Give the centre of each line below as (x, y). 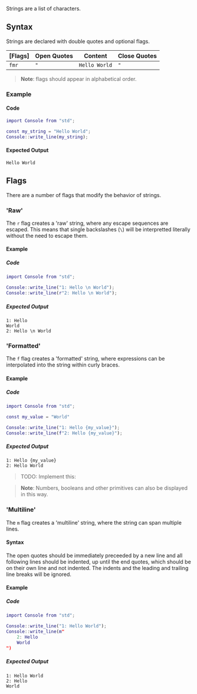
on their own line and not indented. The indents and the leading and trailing (97, 568)
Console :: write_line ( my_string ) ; (47, 137)
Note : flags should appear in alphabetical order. (78, 78)
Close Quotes (137, 55)
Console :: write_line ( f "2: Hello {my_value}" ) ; (64, 433)
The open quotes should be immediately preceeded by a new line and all (94, 555)
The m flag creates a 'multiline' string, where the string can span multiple (94, 522)
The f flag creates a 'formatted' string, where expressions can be (86, 359)
